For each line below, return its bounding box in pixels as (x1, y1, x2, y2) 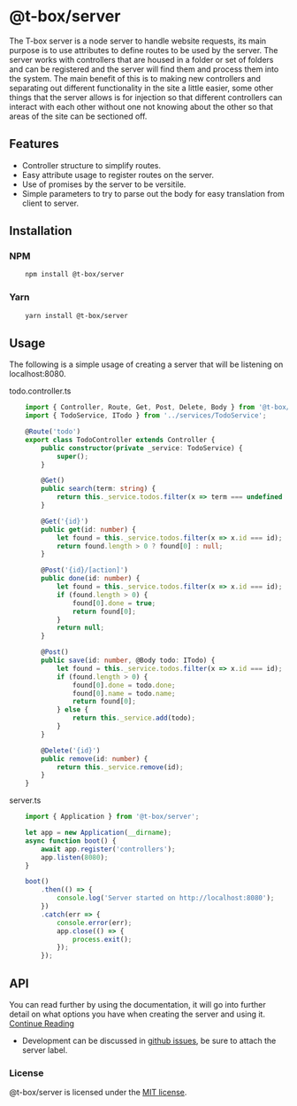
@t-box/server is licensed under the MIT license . (9, 1087, 187, 1098)
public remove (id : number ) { (41, 754, 148, 763)
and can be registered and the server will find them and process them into (9, 64, 279, 74)
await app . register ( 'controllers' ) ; (41, 845, 176, 853)
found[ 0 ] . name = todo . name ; (72, 689, 176, 697)
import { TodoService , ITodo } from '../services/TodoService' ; (25, 411, 267, 420)
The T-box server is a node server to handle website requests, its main (9, 35, 267, 46)
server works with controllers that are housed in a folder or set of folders (9, 54, 274, 65)
